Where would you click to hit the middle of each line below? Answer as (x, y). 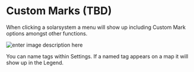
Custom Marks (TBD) (59, 11)
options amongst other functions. (47, 33)
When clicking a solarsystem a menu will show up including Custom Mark (96, 27)
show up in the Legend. (35, 63)
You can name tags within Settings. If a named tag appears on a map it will (97, 56)
